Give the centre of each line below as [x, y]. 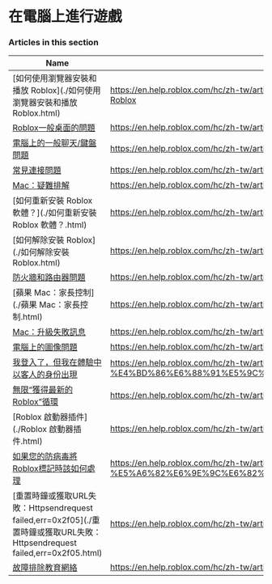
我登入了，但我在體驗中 [57, 362]
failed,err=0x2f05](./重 [56, 520]
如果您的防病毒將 [45, 456]
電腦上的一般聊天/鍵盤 [55, 143]
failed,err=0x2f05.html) [57, 553]
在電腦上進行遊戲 [66, 17]
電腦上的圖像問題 [45, 347]
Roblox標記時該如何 [50, 468]
